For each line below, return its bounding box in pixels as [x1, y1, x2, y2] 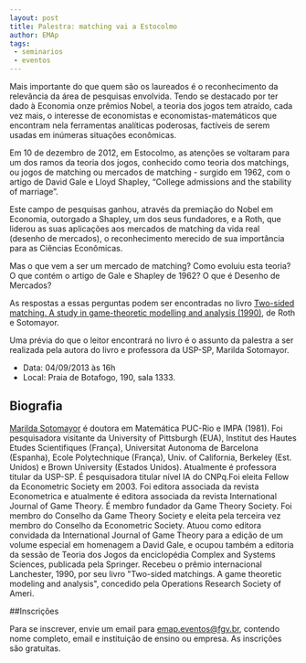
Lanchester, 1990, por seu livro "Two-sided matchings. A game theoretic [9, 568, 282, 579]
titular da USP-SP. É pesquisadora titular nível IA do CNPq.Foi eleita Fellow [9, 471, 290, 482]
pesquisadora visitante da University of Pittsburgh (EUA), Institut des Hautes [9, 432, 297, 444]
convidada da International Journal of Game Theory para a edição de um [9, 529, 284, 540]
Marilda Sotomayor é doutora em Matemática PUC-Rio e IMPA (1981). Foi [9, 422, 283, 433]
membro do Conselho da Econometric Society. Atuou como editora [9, 519, 262, 530]
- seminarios [13, 48, 64, 57]
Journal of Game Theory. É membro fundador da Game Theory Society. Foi [9, 500, 292, 511]
